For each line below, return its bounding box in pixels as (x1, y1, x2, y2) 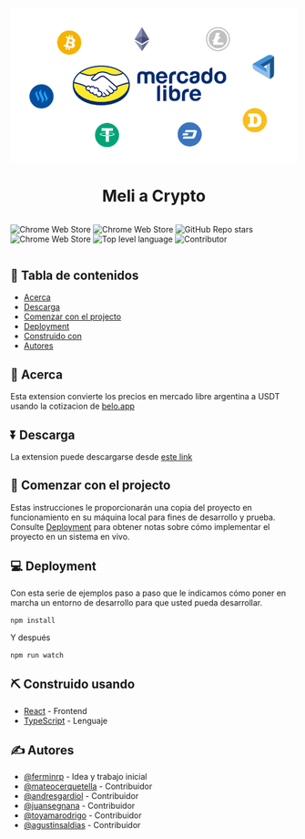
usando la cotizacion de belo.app (10, 400, 136, 412)
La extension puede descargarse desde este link (10, 451, 193, 462)
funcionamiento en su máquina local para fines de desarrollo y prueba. (10, 512, 276, 523)
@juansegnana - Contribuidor (23, 801, 136, 812)
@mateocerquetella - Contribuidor (23, 781, 153, 792)
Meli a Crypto (102, 185, 206, 206)
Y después (10, 632, 51, 643)
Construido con (23, 331, 83, 342)
